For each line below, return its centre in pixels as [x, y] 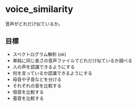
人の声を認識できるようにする [43, 67]
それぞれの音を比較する [37, 85]
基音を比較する [28, 98]
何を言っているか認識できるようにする [52, 73]
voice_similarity [39, 9]
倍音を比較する [28, 92]
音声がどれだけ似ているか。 [34, 24]
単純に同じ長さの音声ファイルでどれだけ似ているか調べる [72, 60]
